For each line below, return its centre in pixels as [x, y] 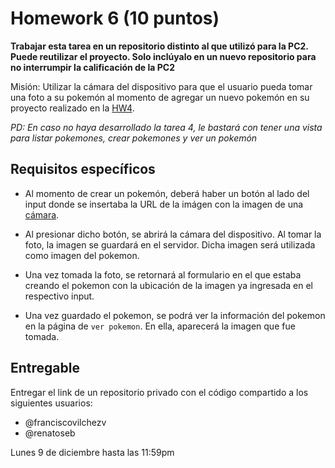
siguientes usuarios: [51, 403]
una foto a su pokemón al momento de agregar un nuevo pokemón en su [160, 97]
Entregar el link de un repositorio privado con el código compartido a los [159, 392]
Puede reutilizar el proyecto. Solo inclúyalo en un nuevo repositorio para [163, 56]
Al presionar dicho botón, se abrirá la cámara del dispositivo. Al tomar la [173, 234]
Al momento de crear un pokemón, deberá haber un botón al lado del [167, 193]
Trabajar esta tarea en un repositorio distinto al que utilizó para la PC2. [159, 46]
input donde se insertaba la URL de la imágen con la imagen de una [164, 204]
